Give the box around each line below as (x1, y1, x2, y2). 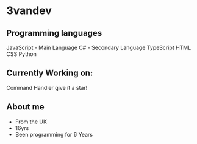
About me (6, 101, 45, 112)
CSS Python (6, 50, 37, 58)
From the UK (15, 118, 48, 125)
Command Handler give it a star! (6, 84, 88, 91)
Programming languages (6, 28, 102, 38)
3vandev (6, 4, 52, 18)
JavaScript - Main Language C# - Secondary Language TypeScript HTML (6, 44, 192, 51)
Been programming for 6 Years (15, 131, 93, 138)
